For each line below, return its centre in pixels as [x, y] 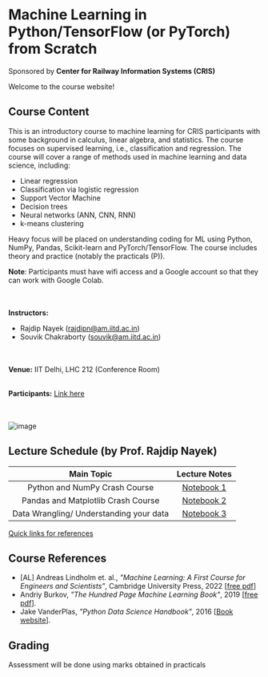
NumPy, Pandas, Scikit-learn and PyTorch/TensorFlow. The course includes [133, 247]
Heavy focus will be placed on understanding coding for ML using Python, [131, 239]
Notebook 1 [204, 487]
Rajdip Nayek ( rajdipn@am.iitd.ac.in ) [80, 328]
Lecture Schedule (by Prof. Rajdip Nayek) [113, 451]
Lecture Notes [204, 473]
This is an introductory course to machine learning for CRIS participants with [134, 131]
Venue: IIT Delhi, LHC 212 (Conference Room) [84, 369]
